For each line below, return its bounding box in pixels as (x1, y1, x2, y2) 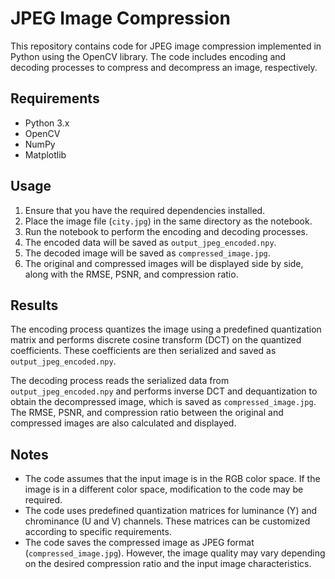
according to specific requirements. (24, 526, 172, 538)
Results (10, 297, 59, 314)
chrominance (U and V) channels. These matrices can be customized (24, 515, 311, 527)
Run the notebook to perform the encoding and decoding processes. (24, 225, 308, 237)
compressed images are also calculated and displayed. (10, 417, 237, 429)
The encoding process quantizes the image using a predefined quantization (10, 323, 322, 336)
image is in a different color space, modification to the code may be (24, 483, 304, 496)
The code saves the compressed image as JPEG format (24, 537, 255, 549)
